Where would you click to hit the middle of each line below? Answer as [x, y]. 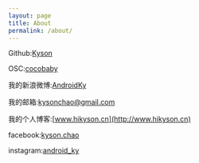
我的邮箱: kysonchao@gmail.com [62, 102]
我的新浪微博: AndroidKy [47, 85]
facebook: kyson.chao [44, 135]
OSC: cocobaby [33, 69]
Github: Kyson [31, 54]
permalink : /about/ [41, 30]
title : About [30, 23]
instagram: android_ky [44, 151]
